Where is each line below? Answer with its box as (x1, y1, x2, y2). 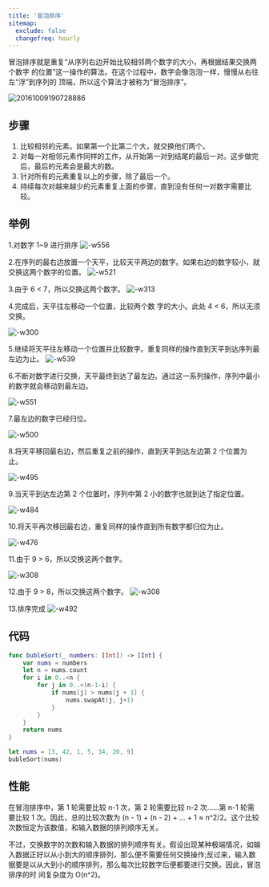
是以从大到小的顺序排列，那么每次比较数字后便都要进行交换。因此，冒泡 (22, 860, 261, 869)
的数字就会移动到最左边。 (8, 380, 93, 390)
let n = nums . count (22, 666, 88, 674)
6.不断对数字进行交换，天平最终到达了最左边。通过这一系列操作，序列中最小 (8, 371, 260, 380)
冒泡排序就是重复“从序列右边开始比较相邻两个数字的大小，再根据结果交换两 (8, 57, 258, 67)
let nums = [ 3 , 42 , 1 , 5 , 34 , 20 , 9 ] (8, 748, 134, 756)
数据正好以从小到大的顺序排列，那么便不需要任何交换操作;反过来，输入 (14, 849, 250, 859)
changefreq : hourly (15, 34, 81, 43)
